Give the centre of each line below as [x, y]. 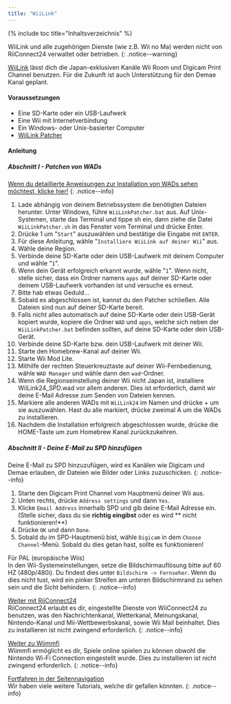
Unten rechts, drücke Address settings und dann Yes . [94, 500]
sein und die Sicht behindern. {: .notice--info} [72, 587]
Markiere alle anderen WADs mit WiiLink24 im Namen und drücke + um [118, 403]
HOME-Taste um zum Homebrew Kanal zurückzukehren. [98, 432]
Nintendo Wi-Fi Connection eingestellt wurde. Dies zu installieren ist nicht [112, 658]
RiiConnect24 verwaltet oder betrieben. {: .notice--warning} [93, 54]
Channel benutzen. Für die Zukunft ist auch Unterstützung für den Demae [112, 75]
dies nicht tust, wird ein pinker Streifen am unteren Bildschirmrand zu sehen [115, 580]
